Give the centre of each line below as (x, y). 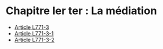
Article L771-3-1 (34, 33)
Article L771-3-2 (34, 40)
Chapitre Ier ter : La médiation (81, 11)
